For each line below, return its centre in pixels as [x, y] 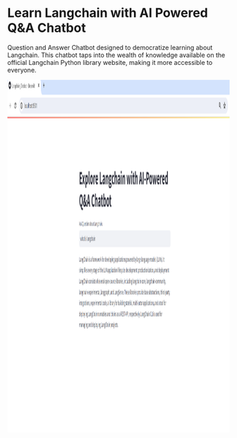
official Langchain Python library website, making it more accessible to [110, 62]
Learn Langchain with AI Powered [108, 13]
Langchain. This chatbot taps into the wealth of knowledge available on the [116, 55]
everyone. [22, 70]
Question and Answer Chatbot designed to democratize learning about [110, 47]
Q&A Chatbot [47, 28]
